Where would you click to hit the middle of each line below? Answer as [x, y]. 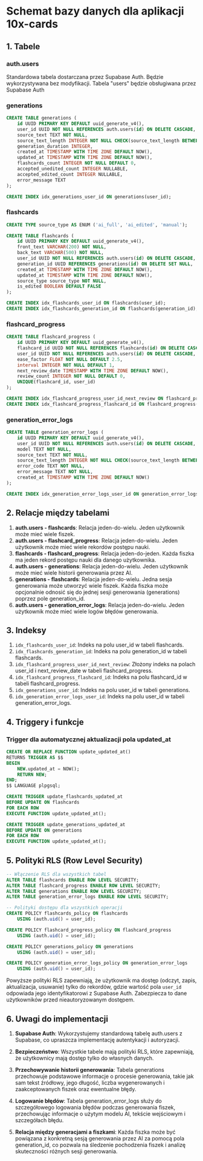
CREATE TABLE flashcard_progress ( [51, 337]
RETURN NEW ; [32, 775]
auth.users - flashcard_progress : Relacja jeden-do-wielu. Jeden [96, 540]
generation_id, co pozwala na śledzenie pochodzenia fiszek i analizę [100, 1145]
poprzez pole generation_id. [50, 598]
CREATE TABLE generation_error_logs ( [55, 432]
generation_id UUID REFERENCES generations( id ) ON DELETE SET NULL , [105, 264]
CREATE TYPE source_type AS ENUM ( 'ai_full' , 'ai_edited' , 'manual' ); [97, 225]
